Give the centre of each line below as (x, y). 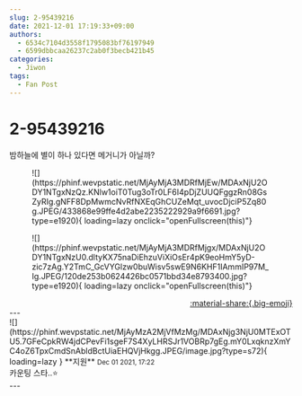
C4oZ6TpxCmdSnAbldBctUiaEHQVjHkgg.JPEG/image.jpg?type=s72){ (138, 350)
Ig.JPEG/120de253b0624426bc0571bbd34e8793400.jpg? (139, 276)
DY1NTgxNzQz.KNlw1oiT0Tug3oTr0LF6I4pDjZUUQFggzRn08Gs (150, 192)
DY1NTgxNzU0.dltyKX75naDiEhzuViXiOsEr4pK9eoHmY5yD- (144, 257)
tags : (19, 76)
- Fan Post (38, 84)
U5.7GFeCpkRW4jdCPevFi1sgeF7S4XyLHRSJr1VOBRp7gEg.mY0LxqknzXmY (150, 341)
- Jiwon (32, 68)
